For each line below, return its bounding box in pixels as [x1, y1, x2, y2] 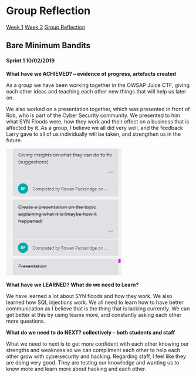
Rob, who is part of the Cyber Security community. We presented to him [6, 112, 181, 119]
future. [6, 136, 22, 143]
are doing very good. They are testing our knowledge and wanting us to [6, 359, 180, 366]
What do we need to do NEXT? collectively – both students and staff [6, 329, 175, 336]
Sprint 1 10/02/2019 [6, 57, 55, 64]
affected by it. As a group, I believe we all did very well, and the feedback [6, 124, 184, 131]
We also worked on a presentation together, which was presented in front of [6, 105, 190, 112]
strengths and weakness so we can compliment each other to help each [6, 346, 181, 353]
